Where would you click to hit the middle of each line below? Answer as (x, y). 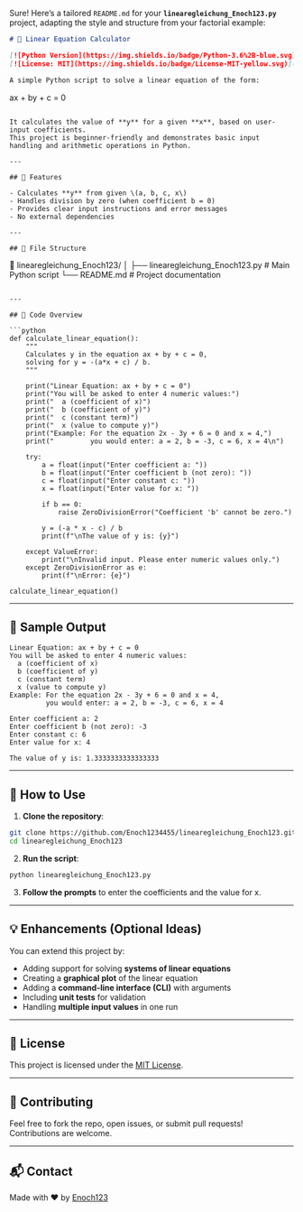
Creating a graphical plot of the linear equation (110, 977)
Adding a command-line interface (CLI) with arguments (127, 987)
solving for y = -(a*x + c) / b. (88, 362)
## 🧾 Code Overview (46, 315)
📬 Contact (41, 1171)
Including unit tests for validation (84, 997)
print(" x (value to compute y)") (92, 425)
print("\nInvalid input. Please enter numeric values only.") (161, 560)
